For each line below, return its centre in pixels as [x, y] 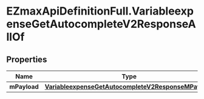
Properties [27, 59]
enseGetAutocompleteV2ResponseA [101, 24]
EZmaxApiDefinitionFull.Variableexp [100, 11]
